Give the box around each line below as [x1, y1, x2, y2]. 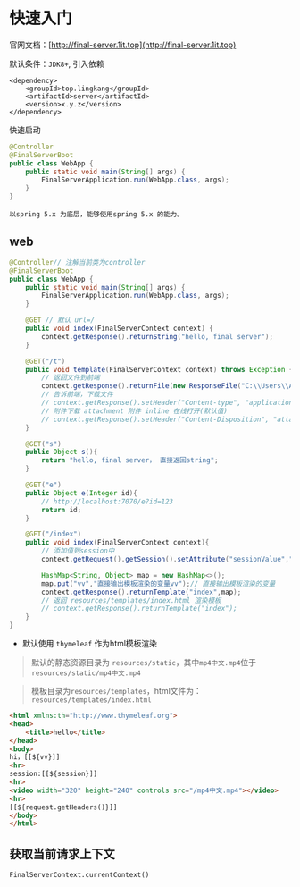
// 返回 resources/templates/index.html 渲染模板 [41, 596, 221, 604]
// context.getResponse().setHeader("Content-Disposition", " [41, 415, 278, 424]
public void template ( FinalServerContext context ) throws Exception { [25, 365, 294, 374]
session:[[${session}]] [9, 770, 98, 779]
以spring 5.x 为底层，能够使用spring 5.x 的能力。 [9, 210, 185, 219]
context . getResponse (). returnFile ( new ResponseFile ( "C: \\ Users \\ [41, 382, 290, 391]
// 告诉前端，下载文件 [41, 390, 113, 399]
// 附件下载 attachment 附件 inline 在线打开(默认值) [41, 406, 228, 416]
